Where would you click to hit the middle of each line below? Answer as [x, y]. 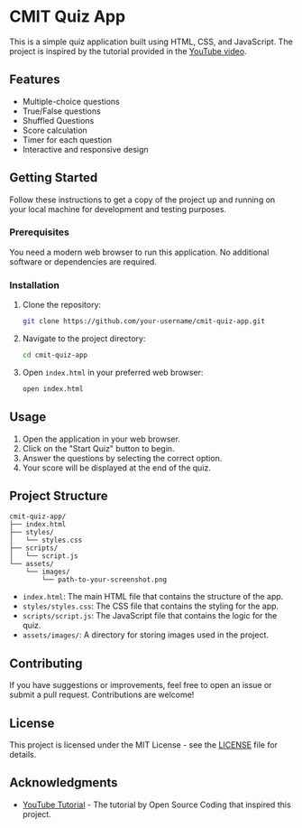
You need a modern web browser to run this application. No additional [139, 252]
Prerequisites [39, 232]
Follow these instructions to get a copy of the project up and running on [142, 200]
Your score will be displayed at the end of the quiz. [117, 468]
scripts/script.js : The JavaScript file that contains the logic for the [150, 616]
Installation [35, 284]
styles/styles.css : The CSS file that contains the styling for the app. [151, 606]
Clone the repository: [62, 305]
